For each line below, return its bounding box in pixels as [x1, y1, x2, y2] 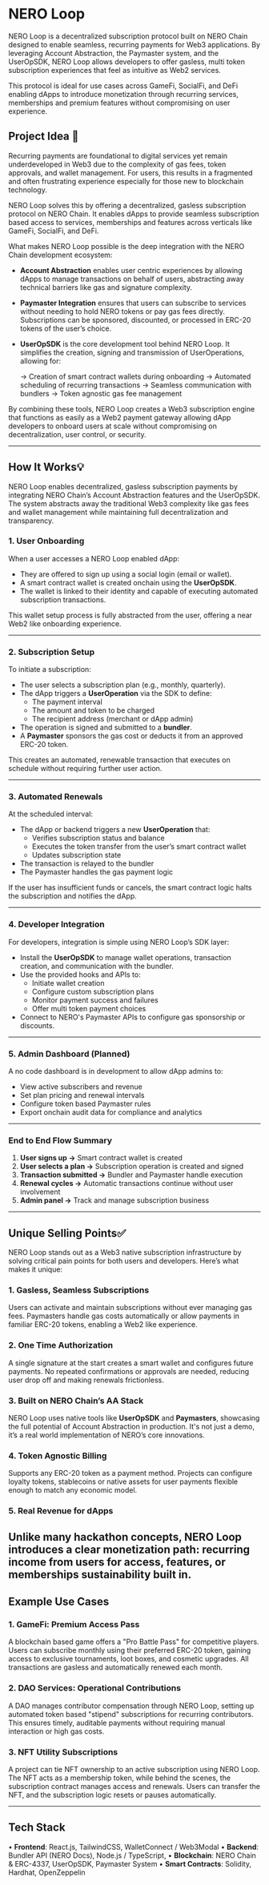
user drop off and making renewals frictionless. [8, 1375, 164, 1385]
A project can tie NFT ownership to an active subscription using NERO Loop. [8, 1764, 260, 1774]
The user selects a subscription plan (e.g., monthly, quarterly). [19, 680, 226, 689]
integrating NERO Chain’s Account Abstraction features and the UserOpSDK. [8, 490, 261, 500]
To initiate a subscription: [8, 665, 92, 674]
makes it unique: [8, 1264, 62, 1274]
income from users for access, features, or [8, 1555, 226, 1569]
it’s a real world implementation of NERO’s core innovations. [8, 1430, 206, 1440]
